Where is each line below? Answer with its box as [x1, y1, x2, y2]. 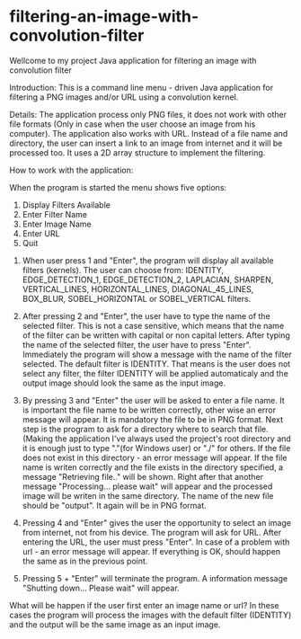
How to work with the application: [9, 164, 134, 175]
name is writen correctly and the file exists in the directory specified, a [22, 461, 284, 473]
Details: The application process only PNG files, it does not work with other [9, 109, 288, 120]
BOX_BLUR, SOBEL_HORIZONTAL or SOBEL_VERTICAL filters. [22, 293, 252, 304]
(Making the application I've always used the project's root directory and [22, 433, 292, 444]
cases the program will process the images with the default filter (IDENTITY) [9, 609, 292, 620]
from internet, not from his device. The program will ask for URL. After [22, 527, 281, 537]
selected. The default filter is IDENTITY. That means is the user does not [22, 358, 291, 369]
